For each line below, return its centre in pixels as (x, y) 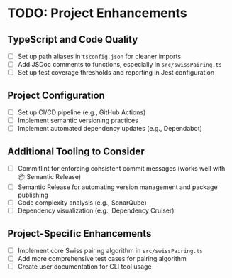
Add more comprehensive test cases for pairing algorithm (102, 259)
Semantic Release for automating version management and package (117, 187)
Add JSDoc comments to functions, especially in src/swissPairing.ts (120, 65)
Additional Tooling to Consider (76, 151)
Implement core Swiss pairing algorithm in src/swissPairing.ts (110, 251)
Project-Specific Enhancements (79, 234)
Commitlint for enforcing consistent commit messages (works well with (121, 168)
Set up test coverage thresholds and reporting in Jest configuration (116, 73)
